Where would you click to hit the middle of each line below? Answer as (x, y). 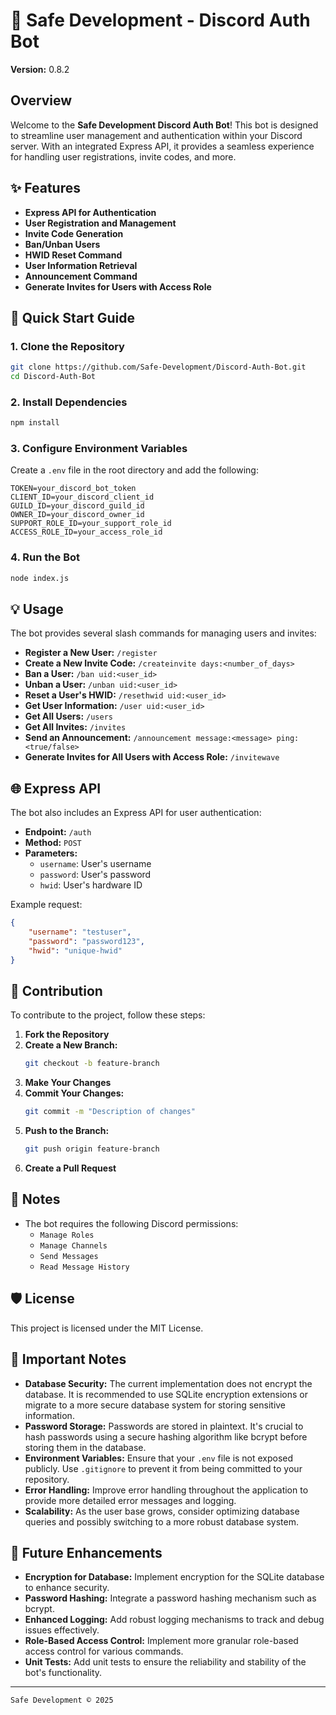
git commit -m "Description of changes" (110, 1112)
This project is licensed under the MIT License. (107, 1328)
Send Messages (69, 1256)
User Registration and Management (100, 223)
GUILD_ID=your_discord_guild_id (77, 506)
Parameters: (51, 853)
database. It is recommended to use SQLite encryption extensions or (166, 1394)
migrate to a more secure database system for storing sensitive (155, 1405)
